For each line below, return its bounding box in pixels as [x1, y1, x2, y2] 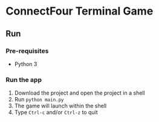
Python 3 [14, 60, 37, 67]
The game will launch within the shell [14, 102, 107, 110]
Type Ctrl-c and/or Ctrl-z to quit [14, 109, 98, 116]
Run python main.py [14, 96, 64, 103]
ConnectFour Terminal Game [5, 4, 154, 18]
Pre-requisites [5, 47, 49, 55]
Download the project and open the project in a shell [14, 89, 146, 97]
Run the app [5, 75, 42, 84]
